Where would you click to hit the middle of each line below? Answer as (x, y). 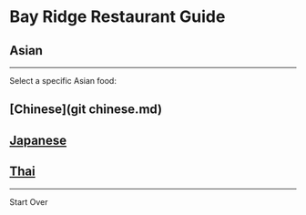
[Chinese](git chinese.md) (86, 110)
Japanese (38, 140)
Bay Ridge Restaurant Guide (117, 17)
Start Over (29, 201)
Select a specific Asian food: (63, 81)
